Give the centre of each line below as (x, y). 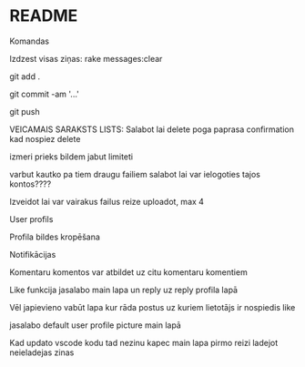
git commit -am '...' (45, 94)
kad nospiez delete (45, 138)
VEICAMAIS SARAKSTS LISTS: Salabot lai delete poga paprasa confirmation (152, 129)
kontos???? (30, 184)
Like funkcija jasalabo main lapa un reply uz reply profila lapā (124, 290)
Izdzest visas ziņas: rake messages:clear (86, 58)
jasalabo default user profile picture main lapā (96, 325)
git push (25, 111)
